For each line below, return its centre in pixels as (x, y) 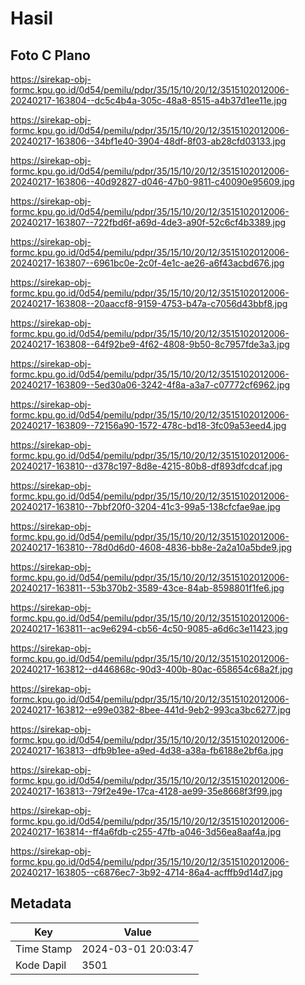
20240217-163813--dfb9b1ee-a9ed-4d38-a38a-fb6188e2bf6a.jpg (147, 750)
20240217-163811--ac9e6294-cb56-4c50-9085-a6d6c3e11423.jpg (149, 628)
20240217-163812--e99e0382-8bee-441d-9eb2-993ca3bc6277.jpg (151, 710)
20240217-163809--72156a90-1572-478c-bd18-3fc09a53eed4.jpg (148, 425)
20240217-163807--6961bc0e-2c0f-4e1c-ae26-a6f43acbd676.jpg (147, 263)
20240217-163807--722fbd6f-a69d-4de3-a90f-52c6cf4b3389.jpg (148, 222)
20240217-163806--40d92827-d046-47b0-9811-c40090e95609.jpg (152, 181)
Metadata (41, 903)
